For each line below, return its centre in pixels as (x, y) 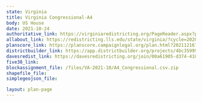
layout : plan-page (29, 90)
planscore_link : (26, 46)
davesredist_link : (29, 56)
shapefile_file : (26, 73)
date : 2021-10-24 (28, 28)
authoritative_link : (32, 34)
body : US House (25, 23)
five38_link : (23, 62)
